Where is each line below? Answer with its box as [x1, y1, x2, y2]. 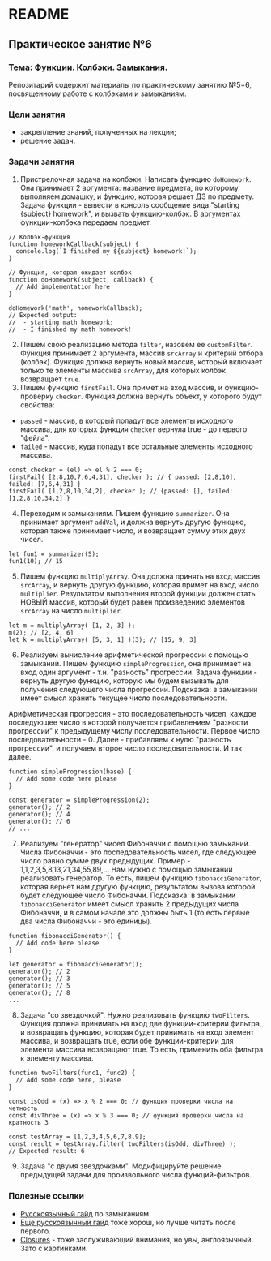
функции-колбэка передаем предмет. [19, 217, 152, 227]
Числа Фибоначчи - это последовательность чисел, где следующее [19, 847, 256, 857]
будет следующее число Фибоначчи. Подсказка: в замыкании [19, 890, 236, 901]
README [8, 5, 70, 24]
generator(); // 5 [8, 982, 70, 990]
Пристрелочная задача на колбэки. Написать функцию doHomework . [19, 174, 252, 184]
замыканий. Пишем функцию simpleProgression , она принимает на [19, 659, 252, 669]
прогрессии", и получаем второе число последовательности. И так [8, 743, 243, 753]
